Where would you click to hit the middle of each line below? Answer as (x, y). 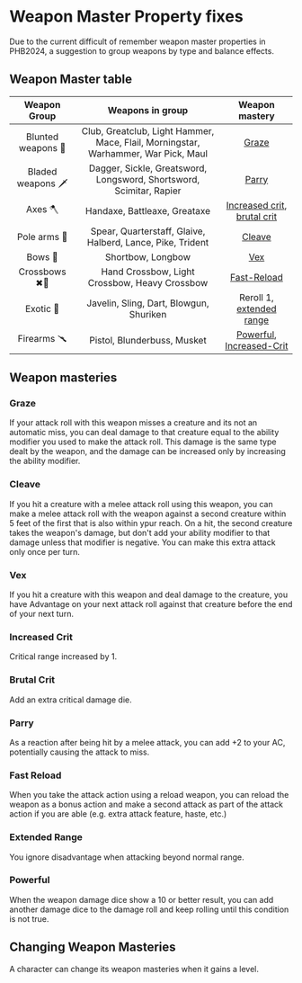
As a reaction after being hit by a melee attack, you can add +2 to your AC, (147, 742)
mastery (257, 116)
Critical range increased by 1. (63, 657)
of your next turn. (42, 614)
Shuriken (148, 314)
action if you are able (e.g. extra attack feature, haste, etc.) (118, 814)
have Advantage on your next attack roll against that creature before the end (151, 604)
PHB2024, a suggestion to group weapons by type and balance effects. (142, 50)
